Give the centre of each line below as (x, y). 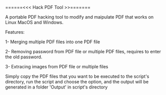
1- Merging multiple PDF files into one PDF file (53, 42)
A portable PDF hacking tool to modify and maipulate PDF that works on (79, 17)
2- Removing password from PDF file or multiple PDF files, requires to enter (83, 52)
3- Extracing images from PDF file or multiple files (57, 67)
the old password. (24, 57)
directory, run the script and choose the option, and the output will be (77, 82)
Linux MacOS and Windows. (34, 22)
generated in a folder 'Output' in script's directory (56, 87)
